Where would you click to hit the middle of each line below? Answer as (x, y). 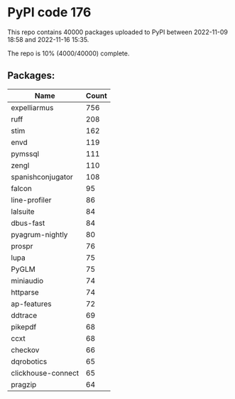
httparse (25, 292)
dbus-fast (28, 223)
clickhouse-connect (45, 373)
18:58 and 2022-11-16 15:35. (48, 39)
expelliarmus (32, 107)
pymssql (25, 153)
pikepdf (24, 327)
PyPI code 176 (49, 12)
